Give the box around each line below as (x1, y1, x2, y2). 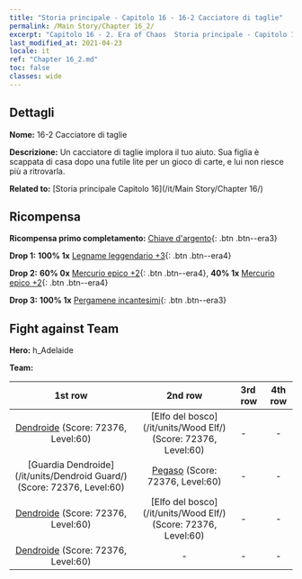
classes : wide (9, 72, 63, 81)
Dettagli (9, 105, 55, 121)
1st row (54, 389, 88, 402)
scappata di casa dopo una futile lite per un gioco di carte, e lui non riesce (9, 156, 285, 167)
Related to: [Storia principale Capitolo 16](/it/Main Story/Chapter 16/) (9, 183, 263, 194)
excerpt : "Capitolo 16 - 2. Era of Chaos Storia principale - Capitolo (9, 30, 288, 39)
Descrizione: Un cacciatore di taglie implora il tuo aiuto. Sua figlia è (9, 146, 260, 158)
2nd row (165, 389, 203, 402)
